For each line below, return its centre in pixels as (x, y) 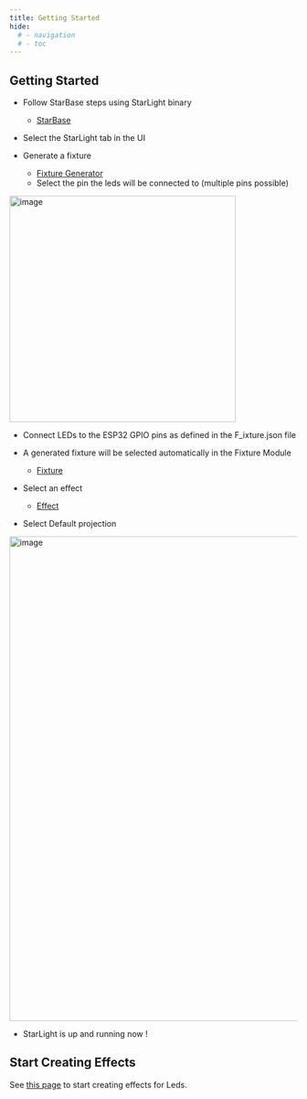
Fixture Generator (69, 174)
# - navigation (47, 35)
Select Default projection (69, 524)
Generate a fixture (57, 155)
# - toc (32, 43)
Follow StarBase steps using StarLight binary (107, 102)
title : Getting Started (55, 18)
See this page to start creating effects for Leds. (98, 1084)
